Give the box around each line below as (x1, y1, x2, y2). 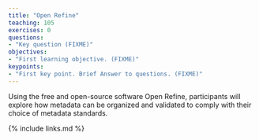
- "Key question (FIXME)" (8, 41, 93, 49)
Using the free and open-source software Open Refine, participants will (8, 91, 241, 101)
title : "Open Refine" (8, 11, 80, 20)
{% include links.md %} (8, 123, 85, 133)
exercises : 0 (8, 26, 51, 34)
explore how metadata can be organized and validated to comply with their (8, 100, 252, 109)
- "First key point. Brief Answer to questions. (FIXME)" (8, 70, 203, 78)
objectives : (8, 48, 47, 56)
